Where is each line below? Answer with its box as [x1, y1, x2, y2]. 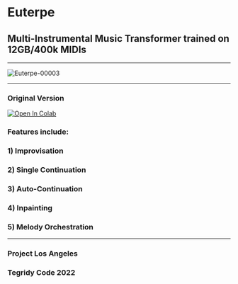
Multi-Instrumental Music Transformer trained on [7, 33, 230, 45]
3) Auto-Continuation [7, 183, 83, 193]
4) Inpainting [7, 203, 53, 212]
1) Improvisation [7, 146, 64, 156]
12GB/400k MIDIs [7, 43, 87, 55]
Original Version [7, 93, 64, 103]
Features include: [7, 127, 69, 137]
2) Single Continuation [7, 165, 86, 175]
